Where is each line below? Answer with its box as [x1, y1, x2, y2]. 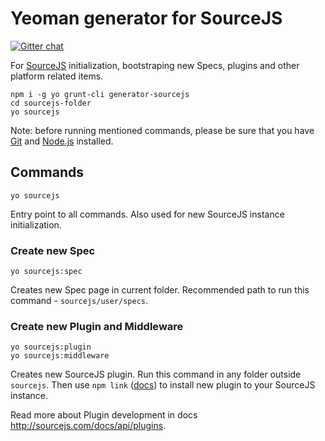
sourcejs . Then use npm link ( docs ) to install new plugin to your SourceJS [10, 379, 316, 391]
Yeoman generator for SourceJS [10, 7, 283, 30]
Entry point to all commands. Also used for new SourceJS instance [10, 208, 285, 220]
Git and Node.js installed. [10, 135, 114, 147]
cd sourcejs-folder [10, 98, 92, 108]
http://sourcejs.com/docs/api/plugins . [10, 420, 167, 432]
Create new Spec [10, 243, 96, 257]
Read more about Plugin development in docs [10, 409, 198, 421]
